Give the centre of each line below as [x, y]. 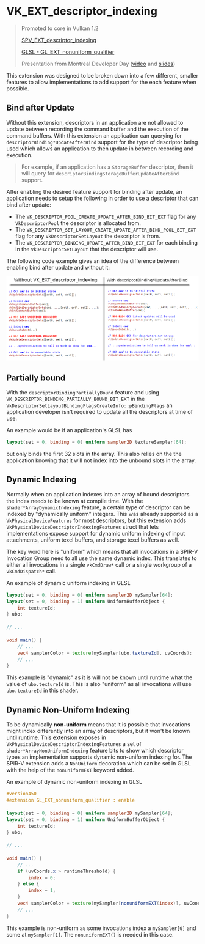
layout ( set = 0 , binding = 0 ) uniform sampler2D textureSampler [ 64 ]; [97, 442]
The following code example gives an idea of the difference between [92, 260]
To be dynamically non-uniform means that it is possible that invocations [98, 725]
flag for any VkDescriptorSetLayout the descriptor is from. [88, 236]
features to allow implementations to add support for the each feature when [101, 82]
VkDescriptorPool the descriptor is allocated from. [78, 223]
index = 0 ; [42, 878]
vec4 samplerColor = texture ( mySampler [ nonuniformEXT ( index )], [99, 904]
